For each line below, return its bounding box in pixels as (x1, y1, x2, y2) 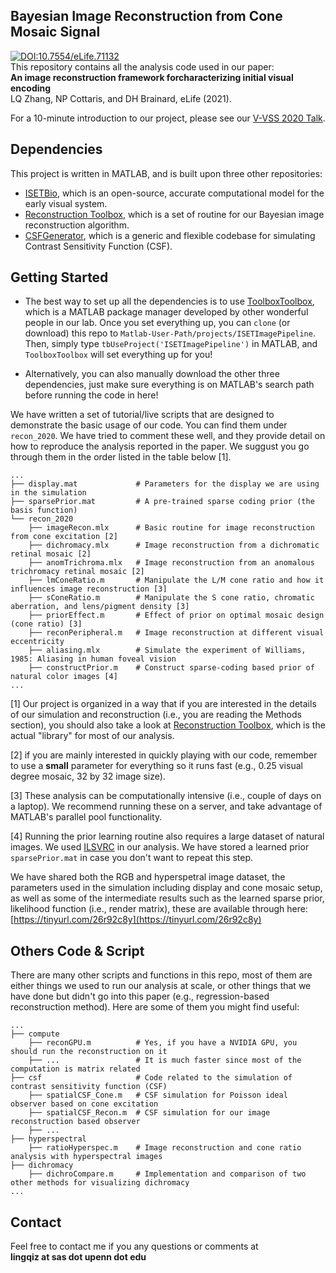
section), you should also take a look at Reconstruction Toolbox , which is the (10, 719, 326, 731)
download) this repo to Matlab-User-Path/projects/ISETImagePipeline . (24, 327, 316, 339)
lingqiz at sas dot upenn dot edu (10, 1251, 147, 1263)
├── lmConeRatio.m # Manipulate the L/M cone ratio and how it (28, 575, 325, 586)
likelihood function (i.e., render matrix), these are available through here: (10, 903, 308, 915)
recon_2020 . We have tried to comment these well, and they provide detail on (10, 430, 326, 442)
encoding (10, 82, 52, 94)
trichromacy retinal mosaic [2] (10, 567, 145, 577)
